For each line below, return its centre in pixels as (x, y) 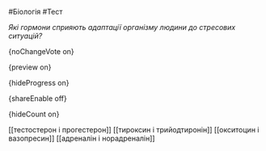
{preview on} (30, 67)
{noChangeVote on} (41, 51)
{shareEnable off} (38, 99)
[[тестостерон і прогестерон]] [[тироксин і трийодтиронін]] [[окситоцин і (134, 130)
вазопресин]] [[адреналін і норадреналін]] (82, 138)
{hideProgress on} (39, 83)
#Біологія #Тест (36, 12)
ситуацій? (25, 36)
